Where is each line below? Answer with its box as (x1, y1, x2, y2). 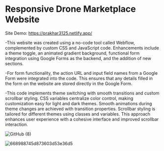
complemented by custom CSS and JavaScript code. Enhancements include (5, 45, 160, 51)
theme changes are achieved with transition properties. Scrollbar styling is (5, 106, 156, 112)
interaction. (5, 121, 28, 127)
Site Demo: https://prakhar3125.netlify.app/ (5, 30, 92, 36)
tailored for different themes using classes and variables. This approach (5, 111, 151, 117)
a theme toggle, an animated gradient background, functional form (5, 50, 140, 56)
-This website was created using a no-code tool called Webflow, (5, 39, 135, 45)
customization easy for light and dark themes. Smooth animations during (5, 100, 152, 106)
